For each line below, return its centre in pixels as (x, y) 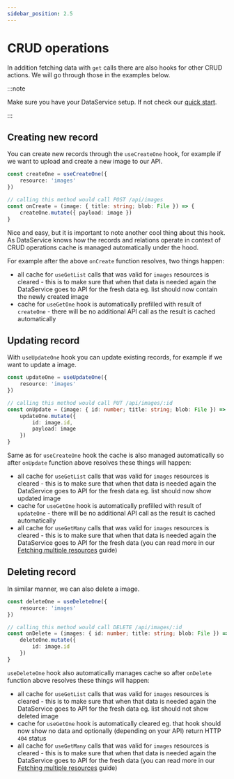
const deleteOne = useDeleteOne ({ (57, 601)
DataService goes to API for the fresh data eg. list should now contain (117, 289)
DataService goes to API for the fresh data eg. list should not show (113, 709)
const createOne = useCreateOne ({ (57, 174)
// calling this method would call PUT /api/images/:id (90, 403)
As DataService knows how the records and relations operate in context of (114, 240)
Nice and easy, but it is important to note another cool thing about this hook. (116, 232)
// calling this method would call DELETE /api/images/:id (95, 627)
